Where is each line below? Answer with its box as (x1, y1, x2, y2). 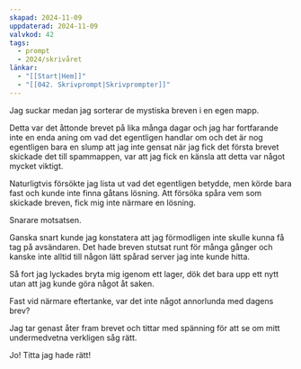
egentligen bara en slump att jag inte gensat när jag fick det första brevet (9, 141, 279, 152)
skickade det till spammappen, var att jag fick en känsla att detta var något (9, 150, 286, 162)
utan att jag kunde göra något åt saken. (9, 278, 155, 289)
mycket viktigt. (9, 160, 64, 171)
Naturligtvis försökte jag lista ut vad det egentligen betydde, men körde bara (9, 177, 292, 189)
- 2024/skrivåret (17, 55, 83, 64)
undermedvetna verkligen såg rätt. (9, 332, 137, 343)
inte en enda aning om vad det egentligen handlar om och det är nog (9, 131, 263, 142)
